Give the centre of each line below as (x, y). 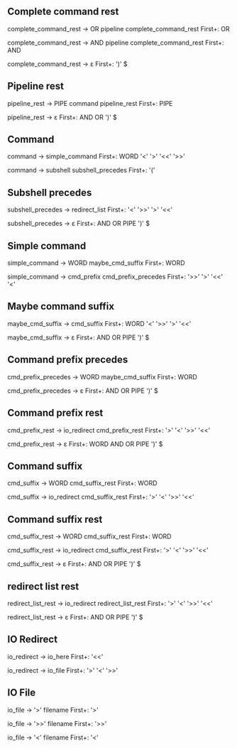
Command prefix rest (55, 413)
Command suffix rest (55, 519)
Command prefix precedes (68, 360)
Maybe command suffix (61, 307)
